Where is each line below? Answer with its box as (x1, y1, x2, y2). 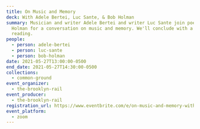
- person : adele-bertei (11, 42, 70, 48)
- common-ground (11, 75, 52, 81)
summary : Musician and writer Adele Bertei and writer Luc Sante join (6, 20, 185, 26)
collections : (6, 70, 39, 75)
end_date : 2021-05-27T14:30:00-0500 (6, 64, 97, 70)
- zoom (11, 114, 28, 119)
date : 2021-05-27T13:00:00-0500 (6, 58, 86, 64)
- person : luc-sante (11, 48, 62, 54)
